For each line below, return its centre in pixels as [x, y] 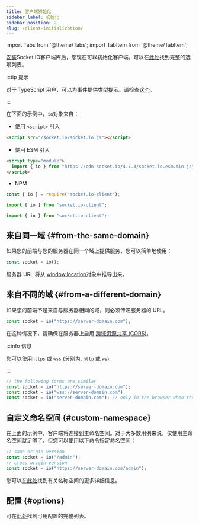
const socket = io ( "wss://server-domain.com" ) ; [66, 392]
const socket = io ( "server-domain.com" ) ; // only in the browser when [95, 398]
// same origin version [36, 452]
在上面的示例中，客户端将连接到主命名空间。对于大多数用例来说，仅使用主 [97, 433]
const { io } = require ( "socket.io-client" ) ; [63, 194]
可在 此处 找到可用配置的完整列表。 [48, 516]
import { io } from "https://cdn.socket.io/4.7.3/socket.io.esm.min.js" [103, 167]
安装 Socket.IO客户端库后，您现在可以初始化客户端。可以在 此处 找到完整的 [96, 57]
